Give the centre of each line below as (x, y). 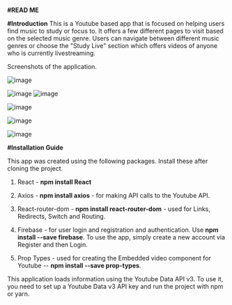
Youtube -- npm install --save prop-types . (79, 265)
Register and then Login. (53, 244)
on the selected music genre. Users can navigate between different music (113, 38)
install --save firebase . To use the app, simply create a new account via (121, 237)
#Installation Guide (36, 148)
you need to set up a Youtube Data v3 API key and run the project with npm (115, 286)
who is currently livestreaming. (52, 53)
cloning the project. (35, 169)
